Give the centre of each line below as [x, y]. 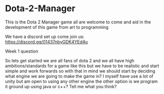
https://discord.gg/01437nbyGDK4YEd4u [47, 41]
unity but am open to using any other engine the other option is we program [82, 81]
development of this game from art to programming [57, 27]
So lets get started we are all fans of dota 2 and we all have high [70, 60]
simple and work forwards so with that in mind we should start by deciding [80, 71]
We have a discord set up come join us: [45, 37]
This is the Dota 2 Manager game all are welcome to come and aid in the [78, 22]
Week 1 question [22, 51]
